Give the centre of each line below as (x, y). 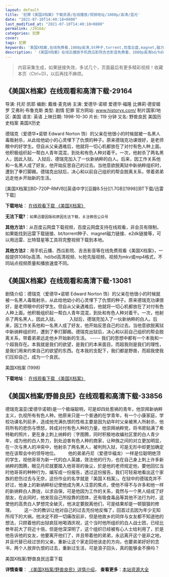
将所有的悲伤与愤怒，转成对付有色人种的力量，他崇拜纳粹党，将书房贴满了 (82, 428)
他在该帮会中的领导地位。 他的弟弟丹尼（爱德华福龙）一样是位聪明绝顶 (83, 453)
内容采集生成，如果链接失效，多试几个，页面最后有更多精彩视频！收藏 (90, 67)
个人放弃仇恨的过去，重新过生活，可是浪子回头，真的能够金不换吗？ (89, 548)
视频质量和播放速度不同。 (45, 263)
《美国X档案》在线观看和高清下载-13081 (68, 281)
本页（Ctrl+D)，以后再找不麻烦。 (52, 73)
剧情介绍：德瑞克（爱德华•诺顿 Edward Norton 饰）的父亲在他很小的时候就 (83, 294)
